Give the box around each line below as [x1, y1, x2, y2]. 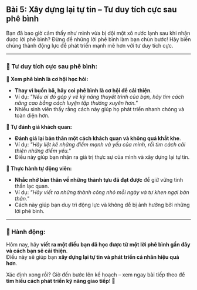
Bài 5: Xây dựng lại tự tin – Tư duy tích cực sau [6, 5, 177, 15]
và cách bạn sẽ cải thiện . [6, 247, 68, 255]
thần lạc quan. [14, 182, 49, 190]
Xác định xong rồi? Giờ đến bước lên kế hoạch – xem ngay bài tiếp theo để [6, 271, 185, 278]
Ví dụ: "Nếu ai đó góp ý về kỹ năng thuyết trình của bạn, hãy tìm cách [14, 94, 185, 101]
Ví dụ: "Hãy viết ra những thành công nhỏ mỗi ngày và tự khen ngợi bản [14, 189, 189, 196]
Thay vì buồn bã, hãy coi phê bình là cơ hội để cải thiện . [14, 87, 152, 94]
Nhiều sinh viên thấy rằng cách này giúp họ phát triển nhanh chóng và [14, 106, 185, 113]
